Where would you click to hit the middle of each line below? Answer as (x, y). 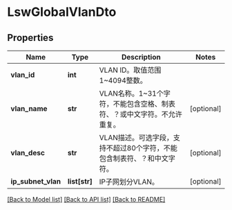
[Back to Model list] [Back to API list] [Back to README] (86, 199)
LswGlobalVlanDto (62, 12)
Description (141, 57)
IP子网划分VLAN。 (129, 182)
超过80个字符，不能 (145, 148)
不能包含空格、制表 (144, 104)
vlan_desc (28, 153)
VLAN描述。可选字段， (136, 138)
